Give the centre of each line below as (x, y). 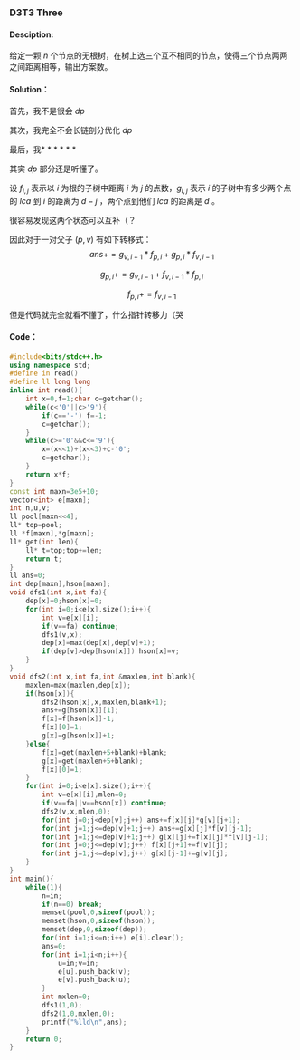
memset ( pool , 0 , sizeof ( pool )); (98, 912)
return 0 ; (44, 1039)
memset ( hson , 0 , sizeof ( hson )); (98, 921)
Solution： (29, 89)
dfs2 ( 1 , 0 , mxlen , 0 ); (79, 1013)
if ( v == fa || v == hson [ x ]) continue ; (105, 804)
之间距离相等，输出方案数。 (61, 67)
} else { (38, 744)
